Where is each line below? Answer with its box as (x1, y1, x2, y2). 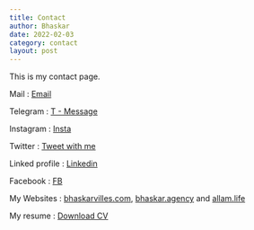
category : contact (9, 38, 78, 48)
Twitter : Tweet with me (9, 141, 96, 152)
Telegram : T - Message (9, 106, 99, 117)
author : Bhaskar (9, 22, 70, 31)
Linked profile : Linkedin (9, 158, 99, 169)
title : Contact (9, 13, 66, 22)
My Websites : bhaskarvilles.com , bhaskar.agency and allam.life (9, 193, 246, 204)
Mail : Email (9, 89, 52, 100)
